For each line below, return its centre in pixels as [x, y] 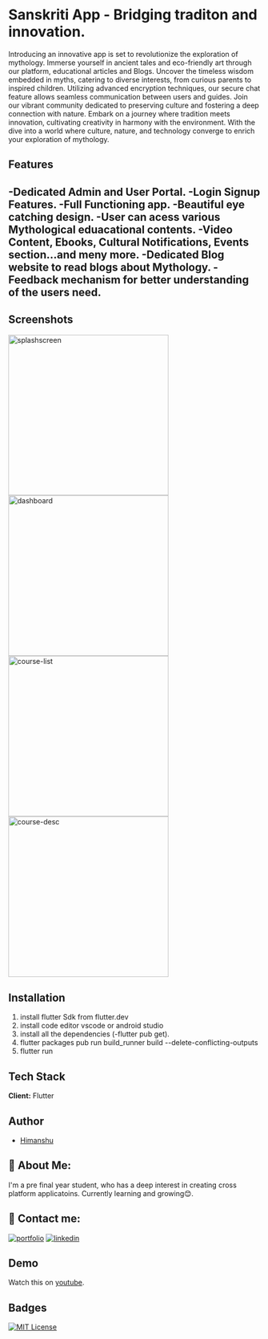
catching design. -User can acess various [114, 217]
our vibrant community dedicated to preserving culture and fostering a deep [134, 105]
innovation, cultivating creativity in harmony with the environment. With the [132, 122]
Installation [37, 997]
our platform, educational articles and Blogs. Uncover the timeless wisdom [131, 71]
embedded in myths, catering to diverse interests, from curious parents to [130, 79]
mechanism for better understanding [155, 280]
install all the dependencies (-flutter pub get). [94, 1034]
